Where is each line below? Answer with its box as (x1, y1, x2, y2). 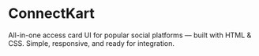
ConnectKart (8, 5, 95, 23)
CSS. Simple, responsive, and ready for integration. (8, 38, 175, 47)
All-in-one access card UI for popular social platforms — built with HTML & (8, 30, 252, 40)
